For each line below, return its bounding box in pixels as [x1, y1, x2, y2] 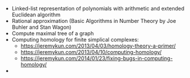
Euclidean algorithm [11, 11, 61, 18]
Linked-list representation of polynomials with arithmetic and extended [11, 5, 185, 12]
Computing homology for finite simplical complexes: [11, 36, 139, 43]
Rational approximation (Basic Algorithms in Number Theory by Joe [11, 18, 176, 24]
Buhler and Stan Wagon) [11, 23, 72, 30]
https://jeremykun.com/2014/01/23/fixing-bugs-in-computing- [20, 55, 173, 62]
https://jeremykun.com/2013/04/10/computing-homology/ [20, 49, 162, 55]
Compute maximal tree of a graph [11, 30, 94, 37]
